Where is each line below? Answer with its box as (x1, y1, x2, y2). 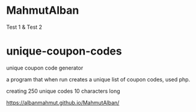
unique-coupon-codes (6, 44, 122, 58)
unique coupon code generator (6, 64, 84, 71)
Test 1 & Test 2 (6, 23, 43, 31)
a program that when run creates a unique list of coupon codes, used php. (6, 75, 191, 83)
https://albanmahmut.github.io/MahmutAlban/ (6, 99, 120, 106)
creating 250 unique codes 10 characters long (6, 87, 120, 95)
